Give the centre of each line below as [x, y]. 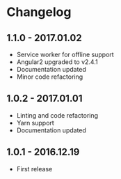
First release [34, 169]
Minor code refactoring [50, 77]
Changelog [39, 12]
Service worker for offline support [65, 54]
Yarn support [35, 123]
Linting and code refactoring [57, 115]
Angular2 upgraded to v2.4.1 [57, 62]
